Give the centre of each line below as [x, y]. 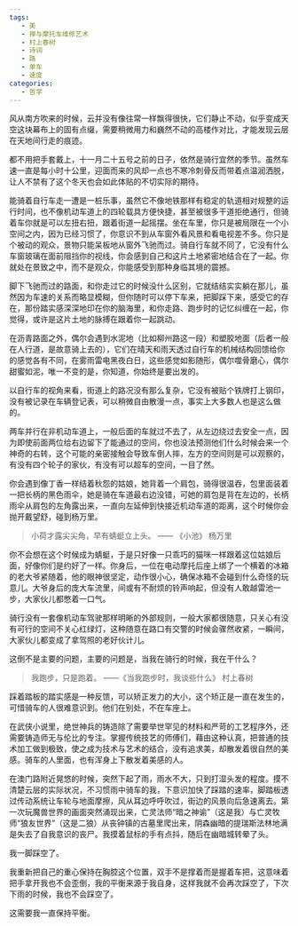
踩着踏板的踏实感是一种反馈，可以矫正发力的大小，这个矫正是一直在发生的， [149, 696]
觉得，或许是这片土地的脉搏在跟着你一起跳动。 [94, 319]
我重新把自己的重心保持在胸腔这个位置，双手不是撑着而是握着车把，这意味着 [149, 872]
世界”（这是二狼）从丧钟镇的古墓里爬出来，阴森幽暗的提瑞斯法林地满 [162, 823]
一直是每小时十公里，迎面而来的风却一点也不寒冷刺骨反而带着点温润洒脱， [153, 170]
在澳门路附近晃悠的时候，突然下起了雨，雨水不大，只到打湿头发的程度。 [141, 779]
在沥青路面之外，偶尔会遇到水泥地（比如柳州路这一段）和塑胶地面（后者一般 [149, 337]
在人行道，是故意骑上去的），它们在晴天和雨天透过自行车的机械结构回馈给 [143, 349]
